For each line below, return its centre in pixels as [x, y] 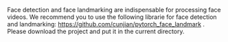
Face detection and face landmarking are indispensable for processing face [114, 10]
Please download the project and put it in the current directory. [96, 31]
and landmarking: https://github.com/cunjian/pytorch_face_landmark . [106, 24]
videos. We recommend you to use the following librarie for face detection [112, 17]
